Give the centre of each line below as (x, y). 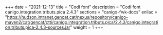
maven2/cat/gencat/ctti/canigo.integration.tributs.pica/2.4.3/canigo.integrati (81, 22)
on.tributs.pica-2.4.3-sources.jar (38, 27)
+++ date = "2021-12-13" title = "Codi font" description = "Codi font (73, 7)
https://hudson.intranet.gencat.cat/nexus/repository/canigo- (67, 17)
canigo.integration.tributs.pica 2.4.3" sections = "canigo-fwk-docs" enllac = (81, 12)
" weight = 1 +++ (87, 27)
